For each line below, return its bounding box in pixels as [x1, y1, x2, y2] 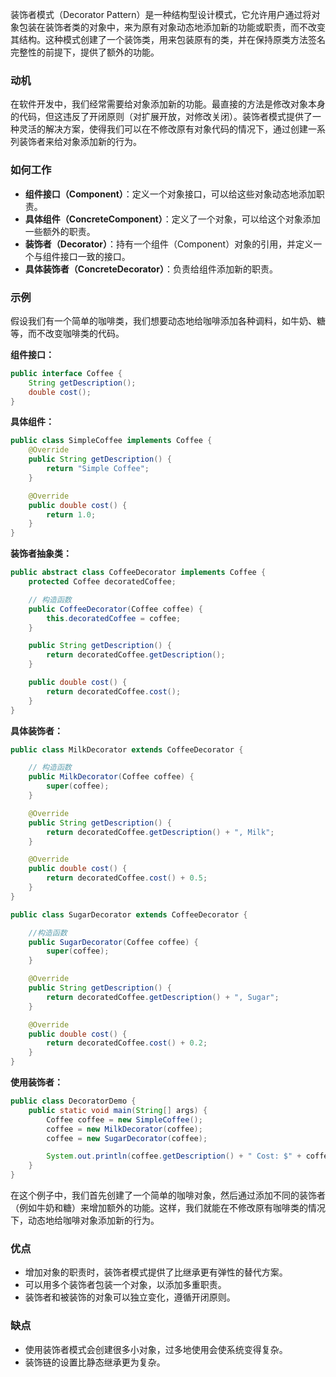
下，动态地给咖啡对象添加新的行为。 [10, 1214, 160, 1227]
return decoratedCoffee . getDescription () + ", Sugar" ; [46, 992, 280, 1002]
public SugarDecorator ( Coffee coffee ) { [28, 937, 199, 947]
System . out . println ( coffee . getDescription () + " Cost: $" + [46, 1151, 302, 1162]
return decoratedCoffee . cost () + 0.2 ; [46, 1038, 208, 1048]
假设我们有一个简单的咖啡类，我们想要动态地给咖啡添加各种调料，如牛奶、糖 [10, 314, 326, 327]
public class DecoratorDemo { [10, 1096, 137, 1107]
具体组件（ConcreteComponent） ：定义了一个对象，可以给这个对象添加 [24, 213, 321, 225]
